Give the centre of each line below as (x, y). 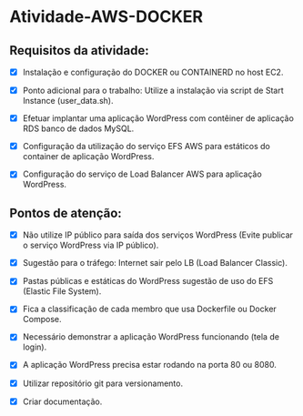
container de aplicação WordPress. (88, 157)
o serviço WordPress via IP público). (91, 245)
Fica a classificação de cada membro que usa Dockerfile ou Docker (150, 309)
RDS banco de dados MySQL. (78, 128)
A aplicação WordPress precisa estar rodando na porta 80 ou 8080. (150, 365)
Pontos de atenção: (66, 213)
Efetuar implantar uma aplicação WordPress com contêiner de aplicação (158, 118)
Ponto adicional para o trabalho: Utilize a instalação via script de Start (153, 91)
